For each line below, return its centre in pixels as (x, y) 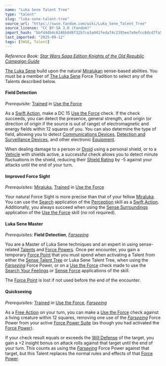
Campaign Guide (22, 61)
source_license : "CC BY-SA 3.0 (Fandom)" (48, 28)
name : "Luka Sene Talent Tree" (37, 10)
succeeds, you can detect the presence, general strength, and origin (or (79, 118)
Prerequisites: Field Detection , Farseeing (47, 235)
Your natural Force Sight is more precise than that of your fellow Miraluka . (80, 197)
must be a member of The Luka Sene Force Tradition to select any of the (79, 76)
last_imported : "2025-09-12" (35, 38)
